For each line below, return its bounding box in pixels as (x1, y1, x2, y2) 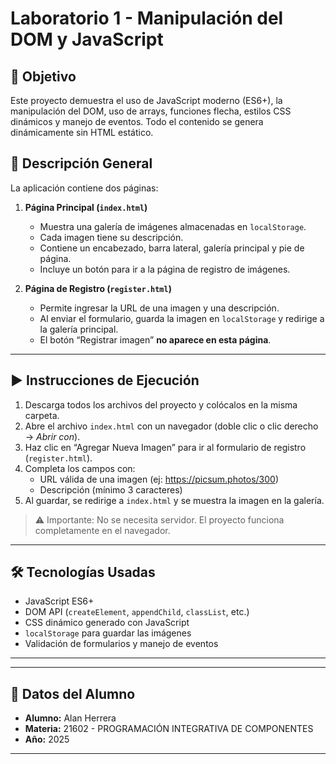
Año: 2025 (24, 733, 70, 746)
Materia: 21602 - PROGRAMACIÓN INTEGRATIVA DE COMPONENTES (24, 723, 314, 735)
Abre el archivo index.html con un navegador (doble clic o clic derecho (24, 420, 319, 432)
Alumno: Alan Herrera (24, 712, 117, 724)
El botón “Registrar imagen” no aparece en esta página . (39, 333, 272, 346)
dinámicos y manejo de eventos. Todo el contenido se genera (10, 116, 264, 127)
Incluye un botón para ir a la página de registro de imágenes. (39, 263, 291, 275)
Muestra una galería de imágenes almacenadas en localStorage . (39, 220, 307, 232)
